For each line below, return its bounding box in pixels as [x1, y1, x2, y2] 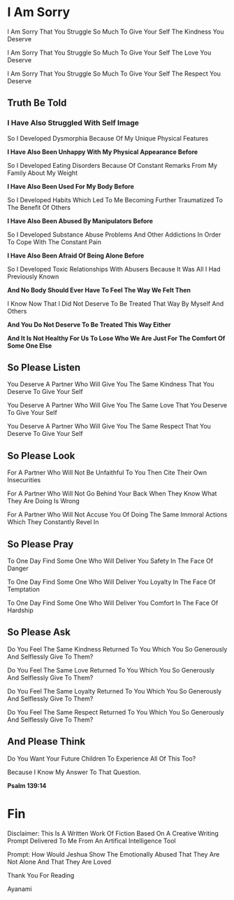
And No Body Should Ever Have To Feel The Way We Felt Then [7, 286, 191, 294]
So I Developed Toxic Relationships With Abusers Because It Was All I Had [7, 265, 221, 273]
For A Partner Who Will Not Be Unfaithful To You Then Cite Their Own [7, 468, 207, 477]
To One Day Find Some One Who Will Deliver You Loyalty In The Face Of [7, 578, 216, 586]
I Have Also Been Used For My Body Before [7, 182, 134, 190]
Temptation [7, 585, 41, 593]
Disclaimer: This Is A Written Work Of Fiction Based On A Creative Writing [7, 829, 219, 837]
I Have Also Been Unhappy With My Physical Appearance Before [7, 148, 198, 156]
